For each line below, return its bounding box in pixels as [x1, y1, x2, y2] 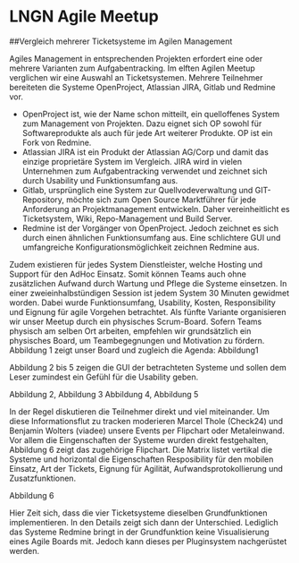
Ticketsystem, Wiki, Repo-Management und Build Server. [21, 213, 233, 224]
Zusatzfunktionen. [9, 473, 77, 483]
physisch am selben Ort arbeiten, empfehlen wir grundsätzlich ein [9, 325, 252, 337]
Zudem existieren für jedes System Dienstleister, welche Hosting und [9, 259, 263, 269]
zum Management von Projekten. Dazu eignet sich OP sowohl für [21, 118, 262, 129]
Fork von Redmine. [21, 137, 92, 148]
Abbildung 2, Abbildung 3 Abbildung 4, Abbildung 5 [9, 388, 199, 399]
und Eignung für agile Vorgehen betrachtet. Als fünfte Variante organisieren [9, 306, 287, 317]
